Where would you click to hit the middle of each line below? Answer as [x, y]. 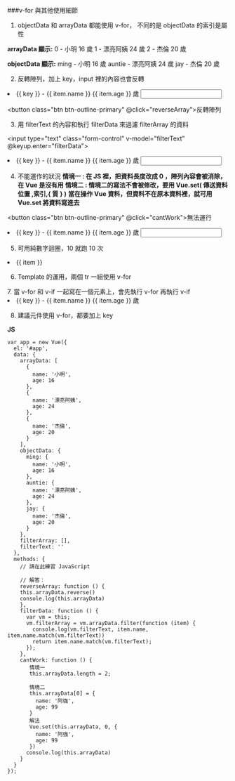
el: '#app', [31, 348]
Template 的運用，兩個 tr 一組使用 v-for [74, 277]
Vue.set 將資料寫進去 [48, 203]
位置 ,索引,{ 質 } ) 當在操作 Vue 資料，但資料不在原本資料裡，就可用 [115, 194]
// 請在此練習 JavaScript [55, 567]
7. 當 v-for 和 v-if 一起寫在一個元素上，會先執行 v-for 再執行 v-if [99, 291]
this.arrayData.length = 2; [70, 674]
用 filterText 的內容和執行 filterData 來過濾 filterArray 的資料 [103, 124]
